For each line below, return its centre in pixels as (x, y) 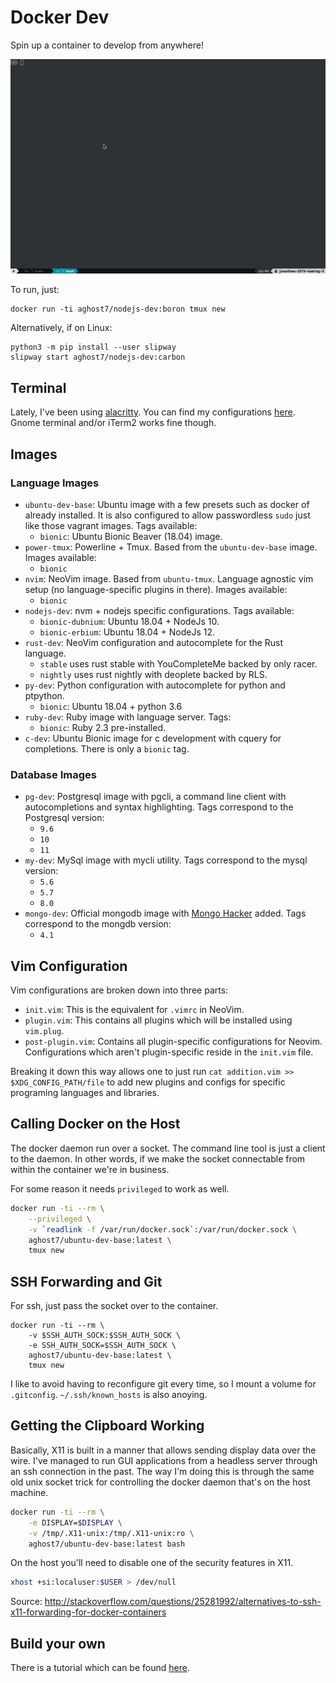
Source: (26, 1602)
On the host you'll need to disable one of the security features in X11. (152, 1563)
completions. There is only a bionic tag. (107, 748)
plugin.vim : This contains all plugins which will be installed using (158, 1020)
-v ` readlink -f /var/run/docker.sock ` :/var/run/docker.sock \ (163, 1229)
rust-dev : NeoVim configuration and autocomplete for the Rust (154, 642)
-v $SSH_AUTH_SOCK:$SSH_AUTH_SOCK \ (105, 1336)
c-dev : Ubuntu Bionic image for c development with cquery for (153, 738)
